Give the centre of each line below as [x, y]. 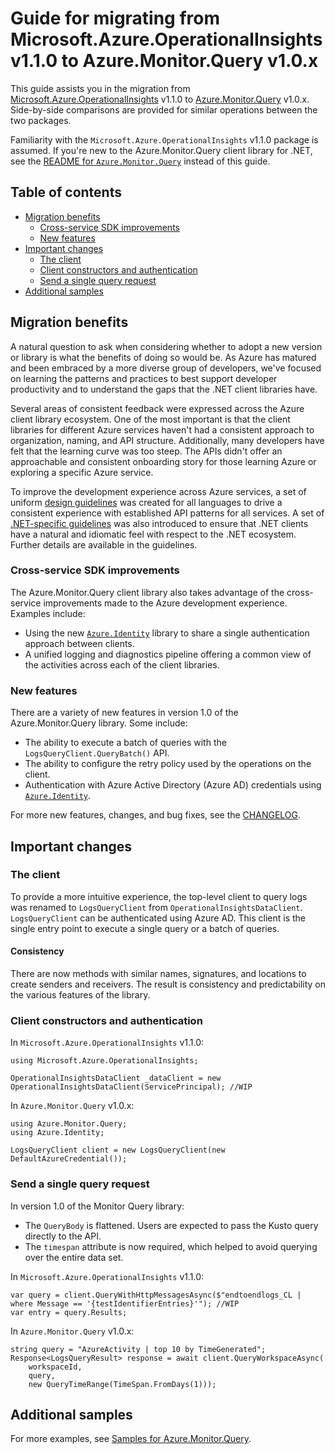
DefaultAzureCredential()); [69, 1159]
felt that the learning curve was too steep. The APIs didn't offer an [146, 451]
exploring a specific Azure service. [82, 472]
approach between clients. [79, 643]
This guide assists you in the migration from [100, 88]
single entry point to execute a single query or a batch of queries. [145, 928]
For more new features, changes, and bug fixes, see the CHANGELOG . [156, 815]
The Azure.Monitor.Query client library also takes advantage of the [147, 592]
